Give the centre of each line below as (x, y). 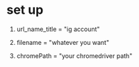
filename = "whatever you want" (63, 42)
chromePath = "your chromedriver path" (74, 56)
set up (25, 10)
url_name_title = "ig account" (58, 29)
